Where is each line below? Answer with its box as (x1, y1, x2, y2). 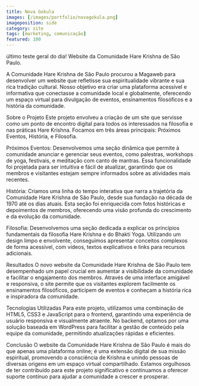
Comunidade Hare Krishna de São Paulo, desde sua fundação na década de (6, 194, 192, 201)
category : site (6, 25, 44, 32)
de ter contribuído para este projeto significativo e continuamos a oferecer (6, 367, 189, 373)
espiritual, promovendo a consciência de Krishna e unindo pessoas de (6, 354, 178, 361)
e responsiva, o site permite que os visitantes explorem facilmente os (6, 281, 176, 287)
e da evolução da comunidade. (6, 213, 82, 220)
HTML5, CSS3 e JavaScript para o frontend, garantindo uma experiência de (6, 311, 191, 317)
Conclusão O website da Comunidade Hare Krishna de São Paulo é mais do (6, 341, 191, 348)
